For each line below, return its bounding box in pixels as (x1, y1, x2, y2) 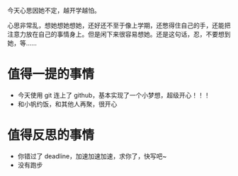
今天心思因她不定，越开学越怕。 (7, 6, 101, 14)
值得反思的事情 (7, 127, 95, 143)
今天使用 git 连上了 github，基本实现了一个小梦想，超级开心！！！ (17, 90, 210, 99)
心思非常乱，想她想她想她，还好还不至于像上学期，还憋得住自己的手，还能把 (7, 21, 231, 30)
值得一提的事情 (7, 66, 95, 83)
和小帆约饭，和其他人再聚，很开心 (17, 100, 118, 108)
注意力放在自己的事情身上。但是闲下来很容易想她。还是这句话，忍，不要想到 (7, 30, 231, 38)
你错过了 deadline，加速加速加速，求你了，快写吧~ (17, 151, 167, 160)
